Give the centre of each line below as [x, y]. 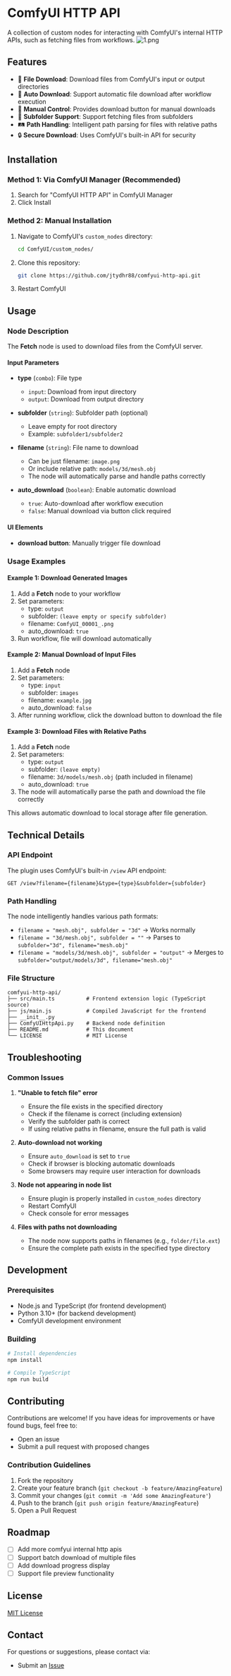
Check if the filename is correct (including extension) [105, 1114]
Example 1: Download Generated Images [68, 578]
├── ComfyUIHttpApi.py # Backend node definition [86, 1024]
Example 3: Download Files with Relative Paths [77, 731]
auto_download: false [60, 707]
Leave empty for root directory [73, 427]
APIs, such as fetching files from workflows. [71, 39]
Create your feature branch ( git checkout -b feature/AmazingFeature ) [120, 1488]
